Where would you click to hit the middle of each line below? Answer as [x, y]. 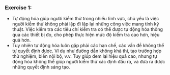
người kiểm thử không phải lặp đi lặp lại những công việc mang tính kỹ [86, 24]
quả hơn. [21, 40]
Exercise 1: [18, 8]
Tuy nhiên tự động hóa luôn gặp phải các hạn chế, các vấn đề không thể [88, 46]
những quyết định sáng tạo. [41, 67]
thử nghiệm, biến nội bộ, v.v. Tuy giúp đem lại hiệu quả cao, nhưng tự [84, 56]
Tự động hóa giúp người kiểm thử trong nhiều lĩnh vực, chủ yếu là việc [86, 19]
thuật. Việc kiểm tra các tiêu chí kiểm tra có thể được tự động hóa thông [88, 29]
